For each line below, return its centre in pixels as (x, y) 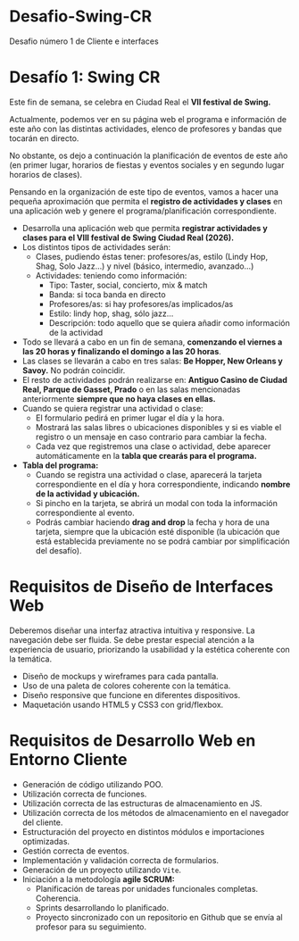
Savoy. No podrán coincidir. (74, 370)
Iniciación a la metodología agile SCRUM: (99, 879)
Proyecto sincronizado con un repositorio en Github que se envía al (159, 917)
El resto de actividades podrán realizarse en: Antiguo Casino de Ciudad (155, 379)
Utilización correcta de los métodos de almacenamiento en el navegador (155, 812)
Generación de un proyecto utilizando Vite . (101, 870)
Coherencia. (58, 898)
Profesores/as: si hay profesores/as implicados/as (141, 304)
